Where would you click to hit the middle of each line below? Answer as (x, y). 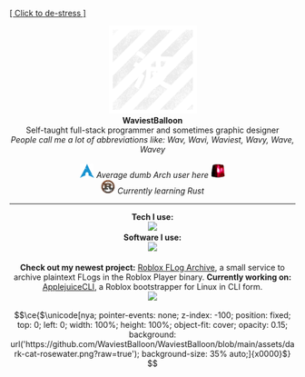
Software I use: (152, 237)
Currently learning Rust (161, 191)
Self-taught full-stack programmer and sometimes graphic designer (152, 130)
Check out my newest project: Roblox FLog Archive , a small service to (152, 268)
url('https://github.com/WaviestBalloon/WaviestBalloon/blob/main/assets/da (152, 344)
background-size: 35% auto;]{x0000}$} (216, 354)
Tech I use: (152, 217)
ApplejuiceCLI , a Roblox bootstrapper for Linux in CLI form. (152, 287)
